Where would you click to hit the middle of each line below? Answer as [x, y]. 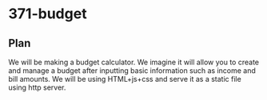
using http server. [37, 87]
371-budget [48, 14]
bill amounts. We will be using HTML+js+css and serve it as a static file [125, 79]
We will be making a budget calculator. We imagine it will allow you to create [134, 62]
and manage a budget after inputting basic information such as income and [132, 71]
